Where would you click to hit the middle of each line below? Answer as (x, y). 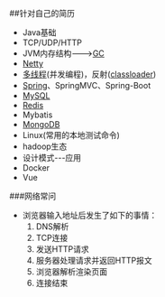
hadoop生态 (45, 146)
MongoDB (41, 124)
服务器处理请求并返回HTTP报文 (94, 260)
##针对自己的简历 (42, 13)
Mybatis (37, 115)
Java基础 (39, 32)
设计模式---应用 (52, 158)
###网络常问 (33, 196)
